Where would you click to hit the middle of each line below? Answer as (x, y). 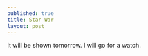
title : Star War (30, 20)
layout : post (26, 26)
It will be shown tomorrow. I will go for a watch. (74, 46)
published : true (30, 13)
